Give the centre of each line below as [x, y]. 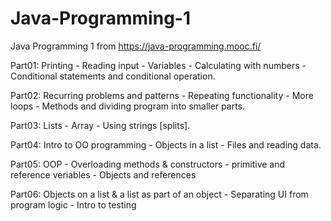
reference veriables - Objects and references [103, 174]
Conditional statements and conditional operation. [113, 76]
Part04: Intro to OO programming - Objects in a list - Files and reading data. [166, 144]
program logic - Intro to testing [73, 204]
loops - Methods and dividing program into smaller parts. [127, 106]
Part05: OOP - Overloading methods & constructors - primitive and [148, 164]
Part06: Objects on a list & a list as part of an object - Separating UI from [159, 194]
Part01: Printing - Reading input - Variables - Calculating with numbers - [158, 65]
